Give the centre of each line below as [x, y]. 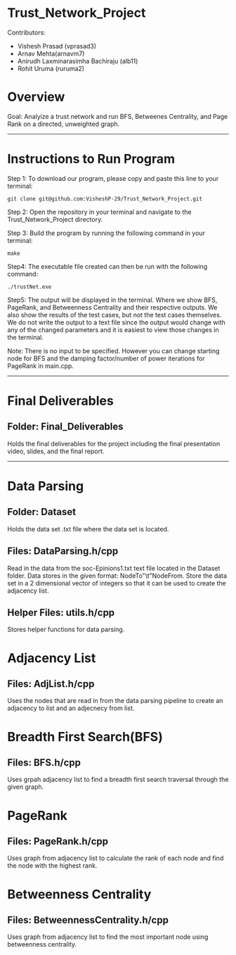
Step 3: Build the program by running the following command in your [106, 233]
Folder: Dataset [41, 512]
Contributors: [26, 32]
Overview [36, 97]
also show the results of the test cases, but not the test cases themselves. [114, 315]
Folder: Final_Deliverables [66, 427]
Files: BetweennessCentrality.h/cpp [88, 920]
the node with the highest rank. [52, 866]
